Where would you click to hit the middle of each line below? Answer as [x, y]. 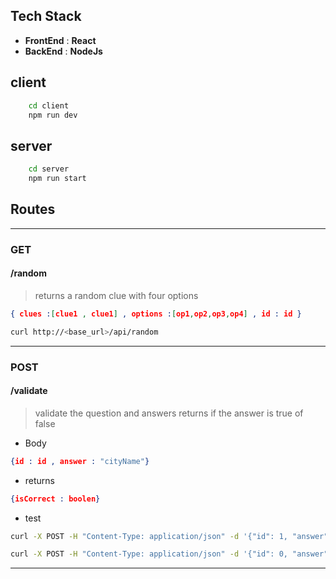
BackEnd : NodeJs [63, 51]
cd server [49, 169]
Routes [33, 209]
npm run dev [53, 115]
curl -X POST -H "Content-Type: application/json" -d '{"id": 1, [149, 536]
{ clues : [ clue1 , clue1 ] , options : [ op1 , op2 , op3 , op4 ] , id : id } [156, 314]
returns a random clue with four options [116, 295]
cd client [49, 105]
